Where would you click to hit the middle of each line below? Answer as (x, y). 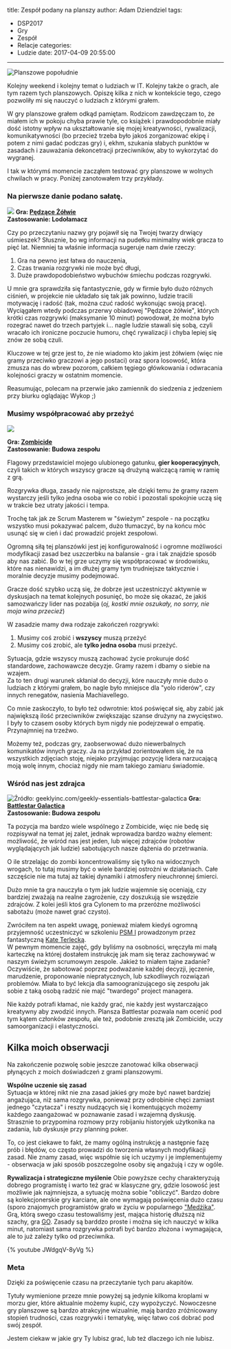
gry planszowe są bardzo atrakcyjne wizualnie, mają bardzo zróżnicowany (112, 1310)
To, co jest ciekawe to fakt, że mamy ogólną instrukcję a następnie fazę (108, 1142)
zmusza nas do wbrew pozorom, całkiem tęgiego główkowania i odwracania (115, 368)
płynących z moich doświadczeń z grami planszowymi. (85, 1071)
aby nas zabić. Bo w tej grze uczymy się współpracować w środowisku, (109, 561)
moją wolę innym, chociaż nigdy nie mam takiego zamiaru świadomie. (106, 765)
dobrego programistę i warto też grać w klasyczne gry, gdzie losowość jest (113, 1185)
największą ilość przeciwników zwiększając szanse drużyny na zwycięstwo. (115, 715)
